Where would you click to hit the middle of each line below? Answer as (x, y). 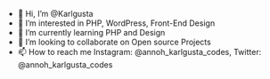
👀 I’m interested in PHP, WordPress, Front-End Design (116, 23)
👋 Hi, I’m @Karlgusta (55, 14)
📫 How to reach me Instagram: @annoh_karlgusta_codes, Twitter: (139, 52)
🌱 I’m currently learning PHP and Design (91, 32)
